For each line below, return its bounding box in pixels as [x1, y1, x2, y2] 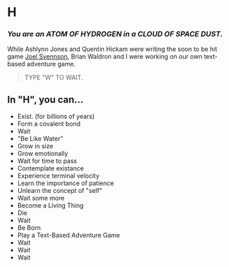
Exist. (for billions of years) [17, 113, 95, 121]
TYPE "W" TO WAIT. [24, 73, 83, 82]
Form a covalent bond [17, 120, 81, 128]
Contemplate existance [17, 164, 84, 173]
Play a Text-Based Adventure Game [17, 231, 120, 240]
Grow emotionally [17, 150, 68, 158]
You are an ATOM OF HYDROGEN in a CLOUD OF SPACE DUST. [7, 29, 223, 39]
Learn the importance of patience [17, 179, 114, 187]
